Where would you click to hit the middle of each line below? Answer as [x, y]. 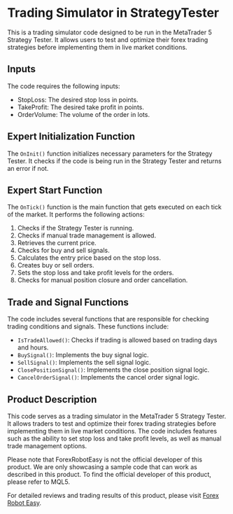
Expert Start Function [55, 190]
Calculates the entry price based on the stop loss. [89, 258]
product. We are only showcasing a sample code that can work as [102, 467]
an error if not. [28, 168]
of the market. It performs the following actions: [76, 214]
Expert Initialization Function [71, 137]
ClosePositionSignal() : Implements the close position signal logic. [113, 370]
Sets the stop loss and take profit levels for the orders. [96, 273]
